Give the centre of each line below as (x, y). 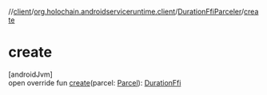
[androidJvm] (31, 74)
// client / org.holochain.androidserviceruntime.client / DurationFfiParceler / (126, 12)
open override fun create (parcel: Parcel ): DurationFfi (95, 82)
